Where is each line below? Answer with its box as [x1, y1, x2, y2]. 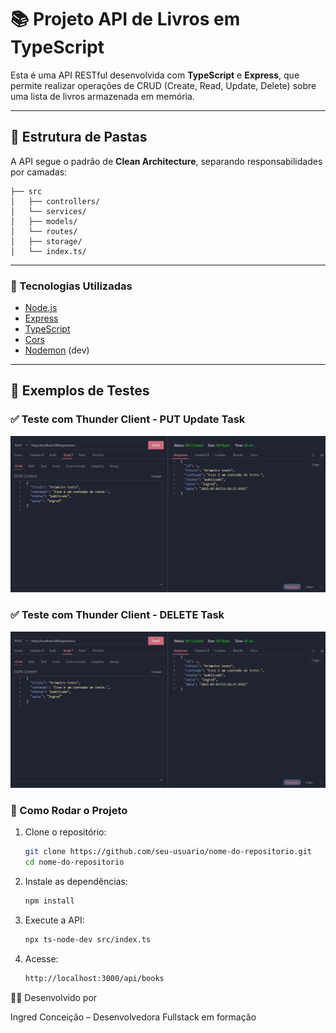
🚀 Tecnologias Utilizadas [10, 279, 133, 293]
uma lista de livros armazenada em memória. [10, 90, 195, 102]
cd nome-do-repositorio [24, 857, 125, 868]
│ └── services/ [10, 206, 87, 216]
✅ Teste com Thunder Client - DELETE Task [10, 608, 225, 622]
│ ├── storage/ [10, 236, 83, 246]
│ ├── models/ [10, 216, 78, 226]
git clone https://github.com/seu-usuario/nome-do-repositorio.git [24, 847, 312, 857]
